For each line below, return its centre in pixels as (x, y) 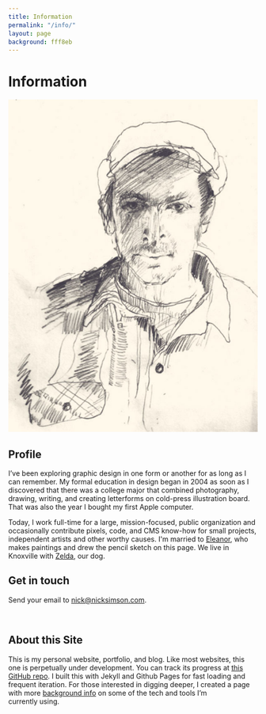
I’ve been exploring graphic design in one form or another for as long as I (127, 473)
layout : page (30, 33)
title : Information (40, 17)
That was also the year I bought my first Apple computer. (101, 507)
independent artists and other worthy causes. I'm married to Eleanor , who (128, 539)
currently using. (34, 701)
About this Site (46, 640)
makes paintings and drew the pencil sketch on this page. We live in (119, 547)
